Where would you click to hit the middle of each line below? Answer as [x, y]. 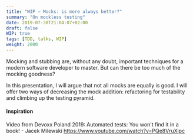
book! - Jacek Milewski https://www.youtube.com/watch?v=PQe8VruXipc [96, 131]
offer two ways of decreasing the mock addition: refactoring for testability [96, 92]
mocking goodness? [31, 74]
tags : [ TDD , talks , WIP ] [36, 39]
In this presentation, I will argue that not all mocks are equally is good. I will [97, 85]
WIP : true [18, 34]
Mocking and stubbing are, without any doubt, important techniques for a [95, 61]
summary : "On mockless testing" [46, 17]
